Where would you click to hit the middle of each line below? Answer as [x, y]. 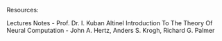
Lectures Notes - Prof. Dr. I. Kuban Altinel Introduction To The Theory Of [110, 23]
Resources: [23, 10]
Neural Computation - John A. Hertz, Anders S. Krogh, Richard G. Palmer [111, 30]
